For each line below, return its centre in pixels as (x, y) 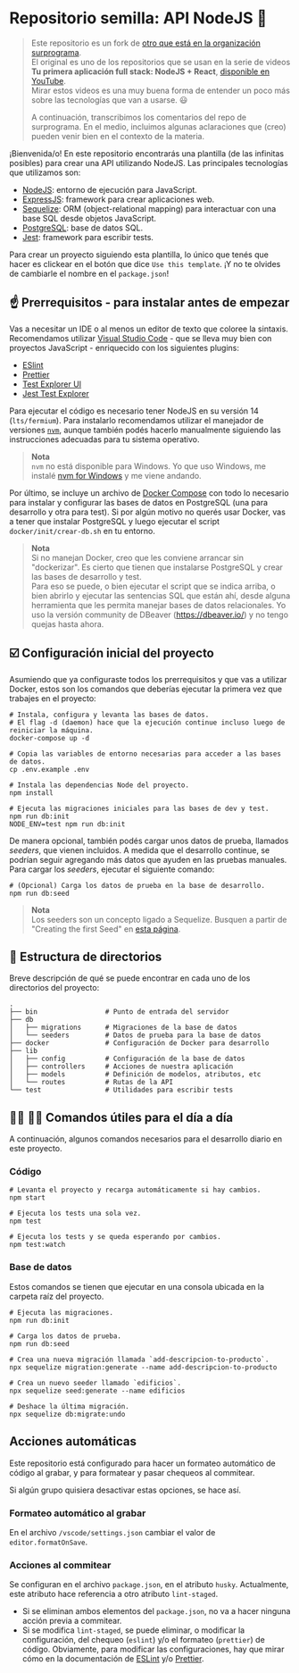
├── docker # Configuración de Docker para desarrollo (139, 1043)
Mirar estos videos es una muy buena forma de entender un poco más (160, 90)
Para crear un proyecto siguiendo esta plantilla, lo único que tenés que (139, 255)
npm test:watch (37, 1245)
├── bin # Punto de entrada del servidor (119, 1012)
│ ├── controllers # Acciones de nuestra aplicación (121, 1067)
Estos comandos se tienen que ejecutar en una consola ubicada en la (137, 1286)
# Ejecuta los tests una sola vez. (75, 1214)
